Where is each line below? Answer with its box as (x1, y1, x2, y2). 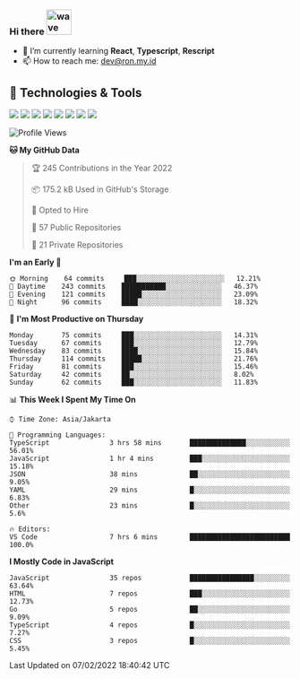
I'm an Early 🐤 (9, 257, 62, 268)
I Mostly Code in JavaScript (9, 556, 115, 567)
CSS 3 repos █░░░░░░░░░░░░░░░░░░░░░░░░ (9, 637, 291, 646)
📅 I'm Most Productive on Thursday (9, 314, 144, 325)
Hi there (9, 25, 45, 38)
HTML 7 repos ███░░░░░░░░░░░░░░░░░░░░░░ (9, 589, 291, 598)
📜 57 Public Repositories (30, 222, 122, 233)
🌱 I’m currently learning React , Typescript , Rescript (21, 46, 215, 57)
